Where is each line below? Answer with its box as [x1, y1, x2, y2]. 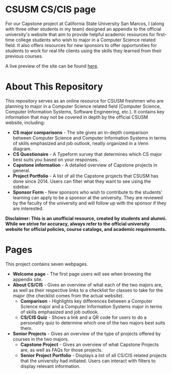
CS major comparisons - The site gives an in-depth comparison [12, 129, 148, 135]
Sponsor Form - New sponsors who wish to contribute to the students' [12, 189, 163, 195]
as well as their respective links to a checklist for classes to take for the [12, 287, 163, 293]
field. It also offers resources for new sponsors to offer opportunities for [5, 42, 157, 48]
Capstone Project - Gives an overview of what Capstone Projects [20, 341, 159, 347]
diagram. [12, 146, 32, 152]
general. [12, 167, 31, 173]
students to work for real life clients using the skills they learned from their [5, 48, 162, 54]
